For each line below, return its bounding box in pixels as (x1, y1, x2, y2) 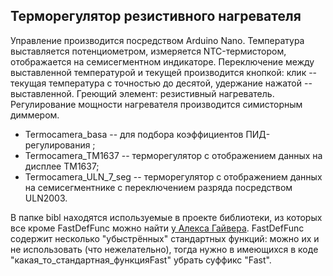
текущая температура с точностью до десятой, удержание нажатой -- (10, 77, 313, 89)
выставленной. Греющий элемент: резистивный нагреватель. (10, 87, 275, 99)
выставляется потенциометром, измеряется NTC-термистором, (10, 45, 287, 57)
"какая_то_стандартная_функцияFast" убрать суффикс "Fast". (10, 254, 272, 266)
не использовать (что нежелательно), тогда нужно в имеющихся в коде (10, 243, 319, 255)
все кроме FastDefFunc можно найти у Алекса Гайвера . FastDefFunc (10, 222, 305, 234)
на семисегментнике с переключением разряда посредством (24, 181, 293, 193)
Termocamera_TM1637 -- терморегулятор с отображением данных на (24, 149, 323, 161)
